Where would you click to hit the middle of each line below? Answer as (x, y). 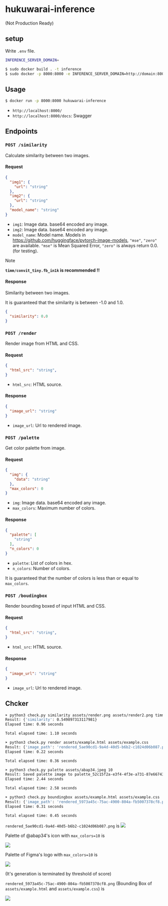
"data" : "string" (32, 479)
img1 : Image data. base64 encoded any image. (60, 224)
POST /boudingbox (26, 596)
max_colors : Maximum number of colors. (54, 508)
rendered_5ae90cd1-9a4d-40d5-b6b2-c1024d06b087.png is (62, 826)
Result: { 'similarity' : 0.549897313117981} (51, 720)
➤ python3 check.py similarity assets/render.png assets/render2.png (79, 715)
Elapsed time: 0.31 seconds (34, 806)
